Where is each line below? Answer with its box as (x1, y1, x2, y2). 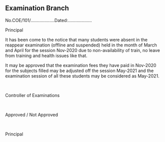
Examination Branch (5, 4, 69, 12)
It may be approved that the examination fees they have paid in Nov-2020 (5, 62, 157, 68)
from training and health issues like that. (5, 52, 88, 58)
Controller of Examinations (5, 92, 60, 98)
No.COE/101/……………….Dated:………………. (5, 17, 92, 23)
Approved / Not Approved (5, 111, 58, 117)
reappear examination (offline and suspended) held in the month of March (5, 42, 157, 48)
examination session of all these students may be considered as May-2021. (5, 72, 160, 79)
